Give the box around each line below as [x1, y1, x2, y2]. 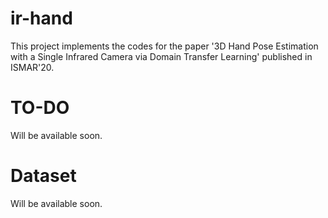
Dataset [10, 165, 77, 187]
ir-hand [10, 7, 73, 30]
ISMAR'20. [10, 61, 55, 73]
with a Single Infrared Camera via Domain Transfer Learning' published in [10, 50, 313, 62]
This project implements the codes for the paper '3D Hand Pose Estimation [10, 40, 319, 52]
